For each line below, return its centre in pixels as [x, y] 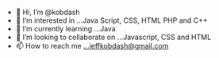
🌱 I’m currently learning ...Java [66, 29]
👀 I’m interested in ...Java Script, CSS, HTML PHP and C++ [111, 20]
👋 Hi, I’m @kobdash [48, 12]
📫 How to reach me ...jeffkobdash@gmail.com [92, 46]
